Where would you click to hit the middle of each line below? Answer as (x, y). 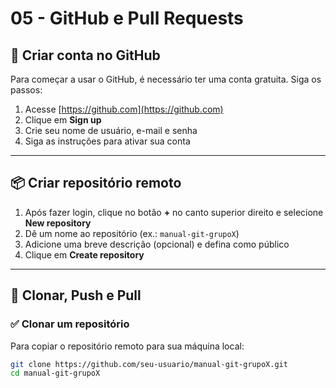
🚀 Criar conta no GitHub (85, 55)
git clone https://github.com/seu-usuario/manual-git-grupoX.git (149, 364)
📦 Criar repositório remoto (96, 183)
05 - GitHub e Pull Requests (127, 18)
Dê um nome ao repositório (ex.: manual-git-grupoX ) (132, 233)
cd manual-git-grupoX (55, 373)
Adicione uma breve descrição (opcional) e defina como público (157, 244)
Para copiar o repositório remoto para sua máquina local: (127, 346)
